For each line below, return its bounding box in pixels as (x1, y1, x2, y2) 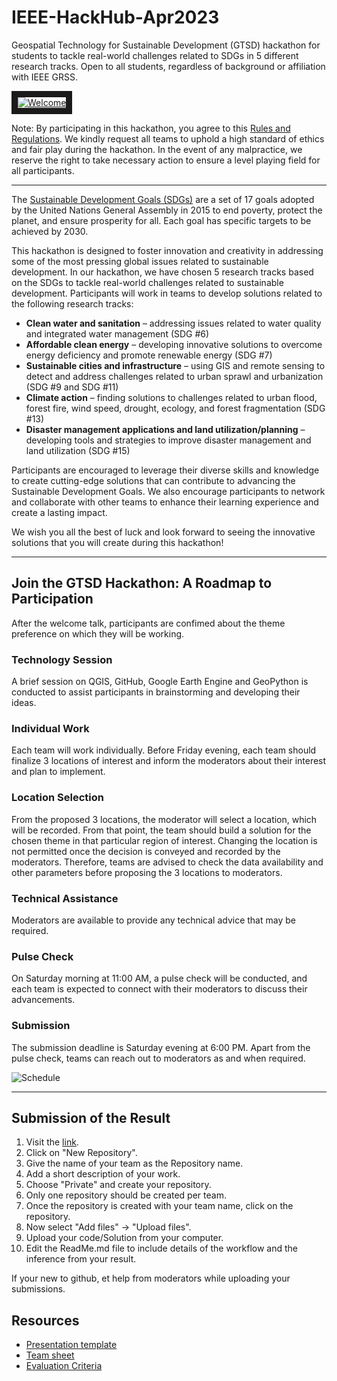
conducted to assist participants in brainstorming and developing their (11, 686, 301, 698)
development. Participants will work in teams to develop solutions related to (11, 287, 323, 299)
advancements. (11, 994, 76, 1006)
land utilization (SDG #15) (25, 444, 131, 456)
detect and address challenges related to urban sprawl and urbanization (25, 370, 324, 382)
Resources (11, 1312, 80, 1329)
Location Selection (11, 791, 104, 805)
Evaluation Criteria (25, 1360, 103, 1372)
